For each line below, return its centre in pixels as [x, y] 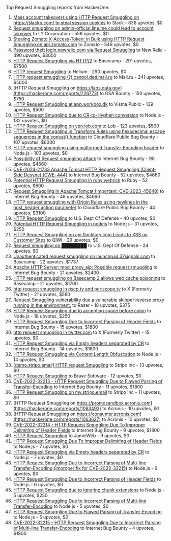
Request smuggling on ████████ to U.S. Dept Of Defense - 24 [81, 245]
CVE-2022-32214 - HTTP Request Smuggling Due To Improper [79, 425]
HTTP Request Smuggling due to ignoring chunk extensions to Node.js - [89, 490]
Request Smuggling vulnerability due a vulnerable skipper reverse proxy [89, 300]
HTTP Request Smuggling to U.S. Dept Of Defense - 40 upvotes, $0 [84, 218]
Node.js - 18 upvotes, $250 [42, 316]
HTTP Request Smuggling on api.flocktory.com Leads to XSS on [80, 234]
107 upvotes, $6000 [34, 142]
